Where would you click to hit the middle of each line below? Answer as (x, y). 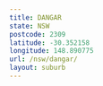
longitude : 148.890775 (51, 51)
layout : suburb (38, 68)
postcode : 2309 (38, 34)
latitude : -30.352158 (50, 43)
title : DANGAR (36, 17)
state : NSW (30, 26)
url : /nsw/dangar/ (43, 59)
